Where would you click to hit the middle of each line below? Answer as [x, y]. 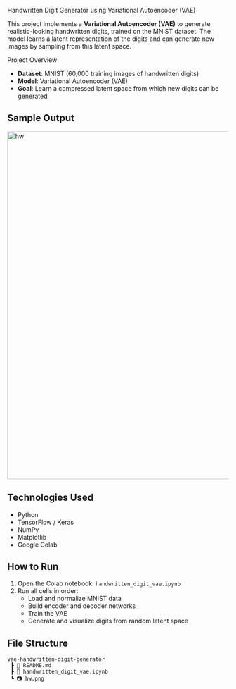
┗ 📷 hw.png [27, 679]
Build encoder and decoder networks [82, 606]
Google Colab [37, 545]
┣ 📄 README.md [31, 666]
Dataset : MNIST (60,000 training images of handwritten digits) [108, 74]
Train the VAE [48, 614]
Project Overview [32, 60]
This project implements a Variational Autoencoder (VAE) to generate [109, 24]
